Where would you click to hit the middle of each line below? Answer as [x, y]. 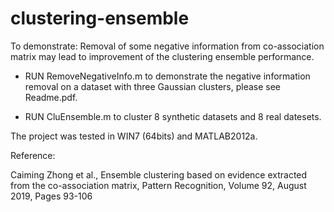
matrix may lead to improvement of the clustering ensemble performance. [162, 56]
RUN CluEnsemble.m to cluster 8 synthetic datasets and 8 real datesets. [173, 116]
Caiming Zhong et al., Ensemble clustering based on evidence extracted [159, 174]
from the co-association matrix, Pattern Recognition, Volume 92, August [158, 185]
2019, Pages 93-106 [51, 196]
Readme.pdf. [51, 97]
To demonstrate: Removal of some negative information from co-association [167, 46]
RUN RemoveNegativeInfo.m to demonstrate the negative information [167, 76]
